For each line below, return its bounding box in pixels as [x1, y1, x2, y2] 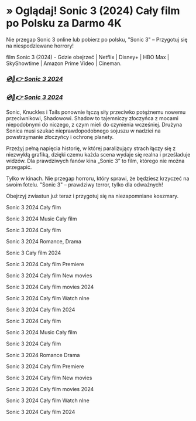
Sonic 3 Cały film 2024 [6, 249, 61, 256]
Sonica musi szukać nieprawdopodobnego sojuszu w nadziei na [6, 127, 161, 134]
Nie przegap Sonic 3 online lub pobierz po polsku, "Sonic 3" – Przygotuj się [6, 36, 188, 43]
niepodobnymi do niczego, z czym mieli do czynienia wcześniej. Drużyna [6, 121, 183, 128]
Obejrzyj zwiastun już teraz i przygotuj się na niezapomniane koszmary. [6, 192, 179, 200]
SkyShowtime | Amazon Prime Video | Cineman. [6, 60, 122, 67]
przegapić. [6, 164, 32, 171]
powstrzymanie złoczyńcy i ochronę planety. [6, 134, 114, 141]
